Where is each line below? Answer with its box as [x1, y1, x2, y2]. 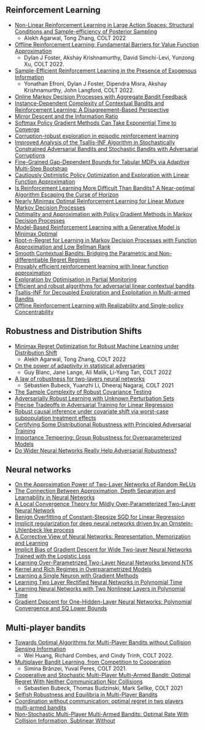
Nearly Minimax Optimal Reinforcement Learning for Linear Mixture [14, 197, 185, 204]
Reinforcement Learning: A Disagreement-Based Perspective [14, 106, 169, 113]
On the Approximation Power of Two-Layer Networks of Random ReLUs [14, 481, 196, 488]
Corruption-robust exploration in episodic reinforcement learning [14, 132, 179, 139]
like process [43, 526, 74, 534]
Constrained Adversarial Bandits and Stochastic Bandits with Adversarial [14, 145, 198, 152]
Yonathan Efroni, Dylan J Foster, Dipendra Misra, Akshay [23, 80, 167, 87]
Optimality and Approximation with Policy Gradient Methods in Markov [14, 210, 193, 217]
